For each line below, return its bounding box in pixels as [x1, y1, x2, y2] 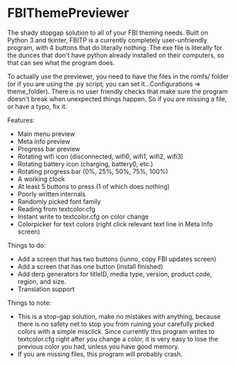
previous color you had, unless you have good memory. [17, 342, 180, 351]
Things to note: [7, 299, 52, 307]
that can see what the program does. [7, 58, 115, 66]
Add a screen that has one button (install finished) [17, 262, 164, 270]
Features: [7, 115, 35, 124]
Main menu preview [17, 129, 76, 138]
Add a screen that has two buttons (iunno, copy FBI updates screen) [17, 255, 217, 263]
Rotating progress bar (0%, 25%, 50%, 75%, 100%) [17, 167, 168, 175]
